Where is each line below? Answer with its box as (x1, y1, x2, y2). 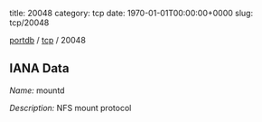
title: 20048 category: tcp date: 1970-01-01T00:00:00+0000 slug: (9, 8, 254, 18)
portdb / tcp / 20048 (9, 35, 86, 45)
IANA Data (9, 61, 70, 76)
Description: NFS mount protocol (9, 102, 132, 113)
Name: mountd (9, 85, 65, 96)
